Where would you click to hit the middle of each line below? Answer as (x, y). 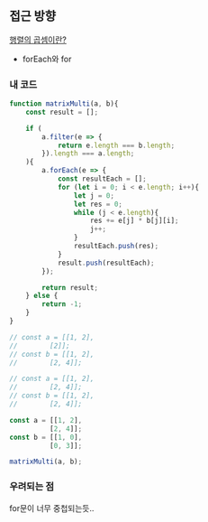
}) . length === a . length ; (88, 154)
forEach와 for (47, 59)
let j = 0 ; (94, 196)
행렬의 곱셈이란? (38, 40)
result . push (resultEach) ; (106, 263)
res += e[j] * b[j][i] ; (134, 221)
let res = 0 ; (98, 204)
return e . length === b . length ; (116, 145)
